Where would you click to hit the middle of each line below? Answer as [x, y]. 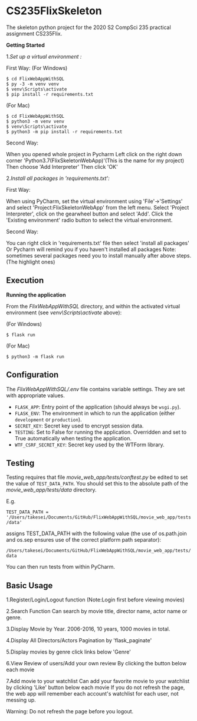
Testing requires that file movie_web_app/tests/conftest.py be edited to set [97, 477]
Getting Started [26, 45]
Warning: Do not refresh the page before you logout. [70, 712]
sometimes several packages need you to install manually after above [91, 255]
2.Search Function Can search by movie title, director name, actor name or [97, 611]
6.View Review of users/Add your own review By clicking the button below [96, 664]
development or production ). [48, 419]
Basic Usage [29, 585]
